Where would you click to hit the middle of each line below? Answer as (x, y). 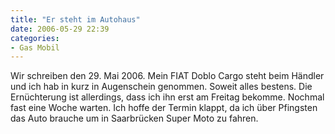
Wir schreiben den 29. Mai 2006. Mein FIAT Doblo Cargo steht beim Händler (167, 76)
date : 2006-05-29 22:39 (60, 29)
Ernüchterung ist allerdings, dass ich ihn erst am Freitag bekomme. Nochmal (167, 97)
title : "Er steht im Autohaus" (75, 19)
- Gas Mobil (35, 47)
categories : (35, 38)
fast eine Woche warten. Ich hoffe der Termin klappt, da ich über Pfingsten (164, 108)
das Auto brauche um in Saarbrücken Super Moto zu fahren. (134, 118)
